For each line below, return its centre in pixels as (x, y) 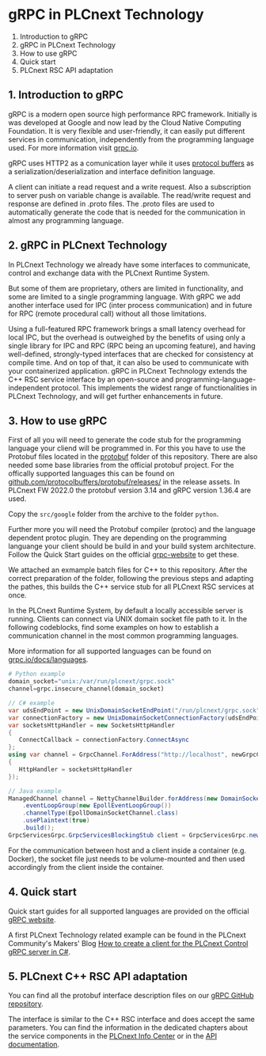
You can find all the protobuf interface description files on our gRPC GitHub (131, 996)
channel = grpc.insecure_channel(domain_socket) (86, 689)
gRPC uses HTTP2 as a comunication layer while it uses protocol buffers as (131, 163)
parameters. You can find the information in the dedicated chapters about (128, 1028)
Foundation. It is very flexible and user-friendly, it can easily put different (127, 131)
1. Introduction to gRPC (66, 95)
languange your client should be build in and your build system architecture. (132, 546)
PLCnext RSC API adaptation (66, 70)
